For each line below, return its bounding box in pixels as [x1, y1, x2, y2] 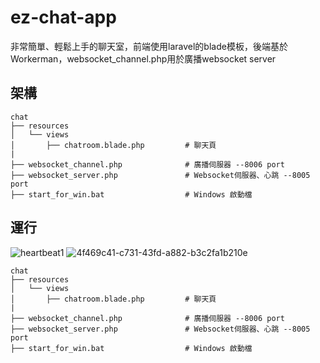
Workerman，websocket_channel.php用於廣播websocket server [10, 52, 277, 65]
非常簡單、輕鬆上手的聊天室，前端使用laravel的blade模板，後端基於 [10, 40, 288, 52]
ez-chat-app [10, 6, 117, 29]
